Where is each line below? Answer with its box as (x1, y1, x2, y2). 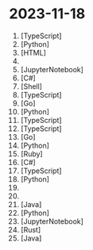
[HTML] (20, 48, 47, 57)
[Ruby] (20, 148, 43, 159)
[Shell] (20, 81, 43, 91)
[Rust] (20, 225, 41, 234)
